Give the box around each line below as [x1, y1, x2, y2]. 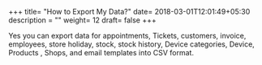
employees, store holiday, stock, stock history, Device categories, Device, [8, 39, 256, 49]
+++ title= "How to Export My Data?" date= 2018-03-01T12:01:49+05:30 [8, 7, 251, 16]
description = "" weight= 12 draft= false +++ [8, 15, 157, 25]
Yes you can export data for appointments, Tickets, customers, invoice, [8, 31, 247, 40]
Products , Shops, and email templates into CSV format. [8, 48, 195, 57]
